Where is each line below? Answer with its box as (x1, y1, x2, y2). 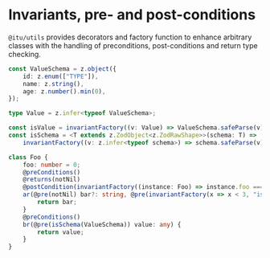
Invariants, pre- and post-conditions (8, 6, 256, 24)
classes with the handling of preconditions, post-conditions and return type (8, 40, 259, 50)
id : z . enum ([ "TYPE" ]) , (22, 72, 99, 80)
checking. (8, 49, 42, 59)
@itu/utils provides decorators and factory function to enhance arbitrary (8, 32, 252, 42)
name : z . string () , (22, 80, 84, 88)
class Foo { (8, 153, 48, 162)
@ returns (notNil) (22, 175, 81, 184)
